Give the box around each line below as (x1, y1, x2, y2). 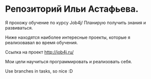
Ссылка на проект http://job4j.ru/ (5, 49, 74, 55)
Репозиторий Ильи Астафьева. (5, 3, 139, 15)
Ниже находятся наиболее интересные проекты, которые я (5, 34, 130, 40)
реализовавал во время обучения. (5, 39, 78, 45)
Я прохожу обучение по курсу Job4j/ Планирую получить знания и (5, 20, 146, 26)
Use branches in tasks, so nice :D (5, 68, 73, 74)
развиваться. (5, 25, 33, 30)
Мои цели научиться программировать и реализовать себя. (5, 58, 132, 64)
